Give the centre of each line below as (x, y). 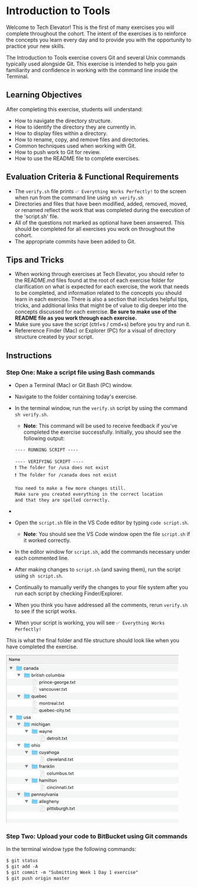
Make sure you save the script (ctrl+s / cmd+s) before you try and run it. (102, 324)
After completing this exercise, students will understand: (75, 109)
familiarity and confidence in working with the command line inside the (92, 70)
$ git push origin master (38, 879)
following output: (44, 438)
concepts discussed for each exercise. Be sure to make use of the (96, 312)
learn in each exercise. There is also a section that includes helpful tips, (101, 299)
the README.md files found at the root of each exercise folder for (94, 280)
